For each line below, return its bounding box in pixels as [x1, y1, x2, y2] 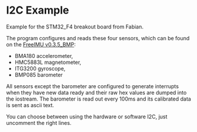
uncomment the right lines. [6, 119, 72, 126]
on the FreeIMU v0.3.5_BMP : [6, 41, 76, 48]
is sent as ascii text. [6, 101, 54, 108]
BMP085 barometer [14, 71, 63, 78]
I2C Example [6, 4, 69, 17]
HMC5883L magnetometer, [14, 59, 82, 66]
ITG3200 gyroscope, [14, 65, 66, 72]
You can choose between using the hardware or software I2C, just [6, 113, 167, 120]
